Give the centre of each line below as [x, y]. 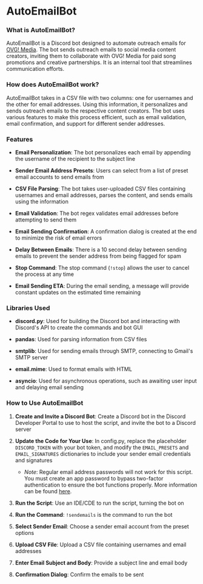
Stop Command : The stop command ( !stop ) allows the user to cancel [102, 268]
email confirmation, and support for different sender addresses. [86, 123]
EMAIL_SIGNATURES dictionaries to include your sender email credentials [103, 454]
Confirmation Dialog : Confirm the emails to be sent [79, 574]
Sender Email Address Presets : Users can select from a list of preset [101, 171]
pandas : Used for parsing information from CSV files [81, 340]
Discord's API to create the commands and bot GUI [79, 327]
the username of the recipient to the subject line [75, 159]
